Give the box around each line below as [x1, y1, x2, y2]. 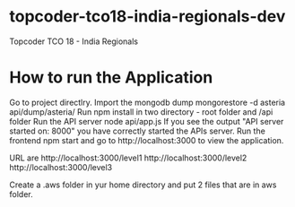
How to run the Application [9, 67, 213, 88]
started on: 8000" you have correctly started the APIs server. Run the [9, 125, 266, 136]
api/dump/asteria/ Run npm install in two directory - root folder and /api [9, 106, 273, 117]
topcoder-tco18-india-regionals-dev [9, 6, 286, 27]
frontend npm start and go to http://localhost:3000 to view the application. [9, 134, 284, 145]
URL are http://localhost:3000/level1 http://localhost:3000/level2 [9, 152, 247, 163]
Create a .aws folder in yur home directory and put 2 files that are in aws [9, 179, 277, 190]
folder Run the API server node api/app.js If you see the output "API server [9, 116, 284, 126]
